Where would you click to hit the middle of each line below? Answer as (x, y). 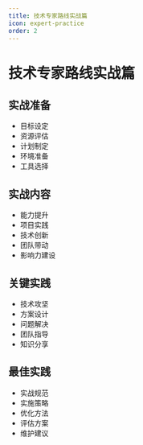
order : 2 (23, 31)
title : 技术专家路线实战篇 (48, 16)
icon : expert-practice (46, 23)
